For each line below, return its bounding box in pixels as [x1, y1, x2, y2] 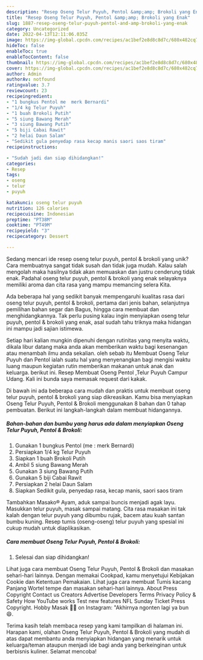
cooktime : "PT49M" [6, 222, 53, 228]
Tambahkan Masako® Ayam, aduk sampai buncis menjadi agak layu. [6, 498, 176, 506]
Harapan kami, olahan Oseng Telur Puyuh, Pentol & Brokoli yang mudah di [6, 628, 190, 636]
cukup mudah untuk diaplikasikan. [6, 524, 92, 532]
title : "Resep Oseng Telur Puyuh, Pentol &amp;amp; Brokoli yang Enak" [6, 15, 190, 21]
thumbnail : [6, 59, 34, 65]
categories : [6, 160, 36, 167]
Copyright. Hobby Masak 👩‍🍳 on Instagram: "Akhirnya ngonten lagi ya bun [6, 604, 189, 611]
